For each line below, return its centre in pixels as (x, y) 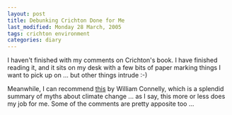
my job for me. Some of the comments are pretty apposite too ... (101, 104)
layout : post (27, 14)
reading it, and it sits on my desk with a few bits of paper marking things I (114, 68)
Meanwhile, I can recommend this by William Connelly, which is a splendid (116, 89)
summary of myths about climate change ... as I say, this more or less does (116, 97)
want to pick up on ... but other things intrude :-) (77, 75)
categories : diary (34, 40)
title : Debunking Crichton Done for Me (66, 20)
